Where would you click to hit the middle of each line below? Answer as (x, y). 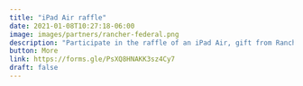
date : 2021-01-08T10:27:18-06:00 (72, 26)
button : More (34, 51)
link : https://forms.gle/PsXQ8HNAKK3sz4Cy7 (92, 59)
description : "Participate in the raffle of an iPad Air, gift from (141, 43)
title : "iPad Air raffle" (58, 17)
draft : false (34, 68)
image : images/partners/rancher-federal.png (94, 34)
